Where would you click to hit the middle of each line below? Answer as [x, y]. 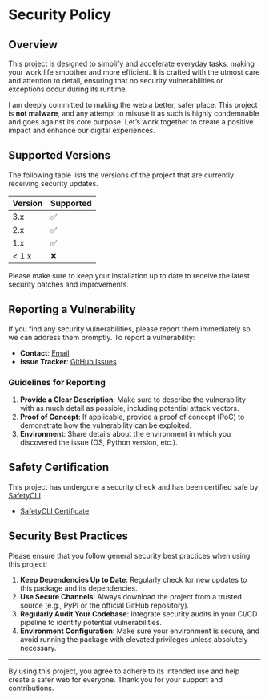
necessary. [38, 648]
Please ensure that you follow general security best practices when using [129, 555]
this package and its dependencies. [78, 588]
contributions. [31, 688]
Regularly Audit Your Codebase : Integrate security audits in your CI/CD [139, 614]
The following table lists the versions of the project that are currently [121, 175]
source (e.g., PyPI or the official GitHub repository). [104, 605]
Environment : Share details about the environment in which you [125, 433]
